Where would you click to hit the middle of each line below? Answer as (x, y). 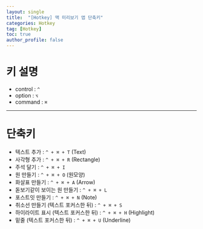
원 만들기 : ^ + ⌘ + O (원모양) (50, 174)
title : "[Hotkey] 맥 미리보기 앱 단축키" (55, 18)
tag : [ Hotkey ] (24, 29)
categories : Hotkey (31, 23)
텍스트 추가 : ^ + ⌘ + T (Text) (50, 151)
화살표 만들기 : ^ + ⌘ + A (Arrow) (55, 182)
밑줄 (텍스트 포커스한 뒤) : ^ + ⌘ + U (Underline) (73, 220)
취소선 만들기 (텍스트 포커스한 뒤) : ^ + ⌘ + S (69, 205)
